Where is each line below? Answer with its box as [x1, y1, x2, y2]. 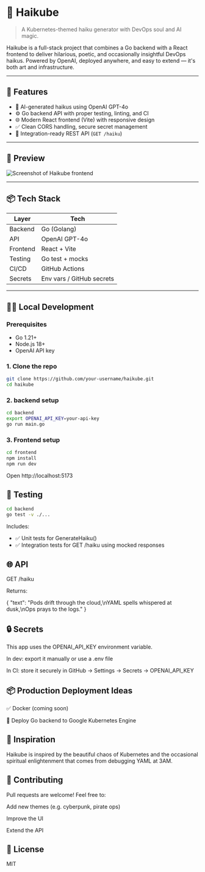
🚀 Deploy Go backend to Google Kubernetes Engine [6, 716, 136, 724]
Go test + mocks [41, 254, 88, 263]
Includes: [6, 522, 29, 530]
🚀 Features [6, 87, 48, 97]
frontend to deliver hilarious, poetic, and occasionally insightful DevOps [6, 50, 186, 57]
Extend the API [6, 826, 44, 834]
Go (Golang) [41, 225, 77, 234]
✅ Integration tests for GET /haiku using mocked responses [15, 541, 165, 549]
